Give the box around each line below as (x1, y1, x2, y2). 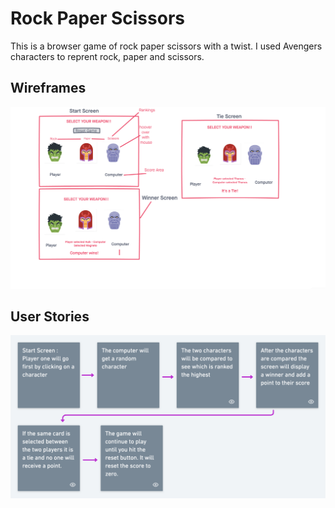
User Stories (10, 308, 90, 326)
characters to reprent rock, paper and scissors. (10, 50, 205, 62)
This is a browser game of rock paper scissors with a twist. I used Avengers (10, 40, 323, 52)
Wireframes (10, 80, 87, 97)
